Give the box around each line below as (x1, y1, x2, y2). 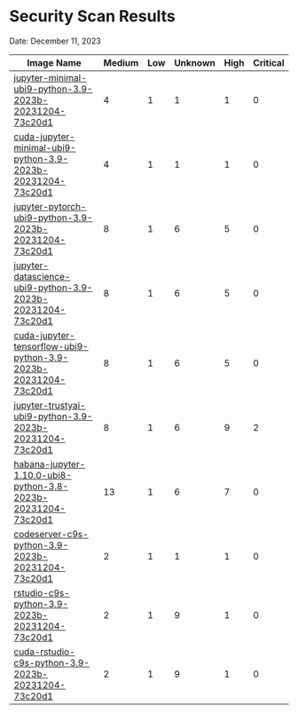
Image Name (26, 56, 82, 68)
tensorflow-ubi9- (13, 340, 89, 353)
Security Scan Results (9, 6, 176, 27)
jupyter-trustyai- (13, 399, 86, 411)
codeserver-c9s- (13, 528, 89, 540)
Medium (103, 56, 139, 68)
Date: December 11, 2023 (9, 36, 102, 46)
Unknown (174, 56, 216, 68)
